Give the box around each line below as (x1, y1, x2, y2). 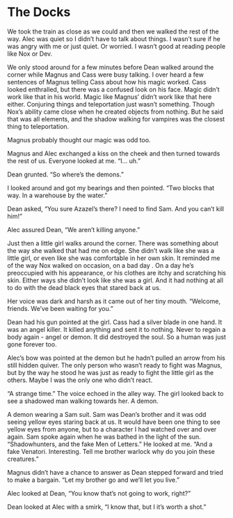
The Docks (7, 4, 71, 20)
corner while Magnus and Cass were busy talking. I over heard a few (7, 70, 204, 79)
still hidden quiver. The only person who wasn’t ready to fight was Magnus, (7, 360, 223, 370)
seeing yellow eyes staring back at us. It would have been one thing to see (7, 418, 220, 426)
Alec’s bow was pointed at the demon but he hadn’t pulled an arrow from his (7, 353, 226, 362)
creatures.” (7, 455, 40, 463)
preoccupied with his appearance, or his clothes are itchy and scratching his (7, 268, 226, 277)
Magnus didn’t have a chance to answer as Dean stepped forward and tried (7, 468, 224, 476)
